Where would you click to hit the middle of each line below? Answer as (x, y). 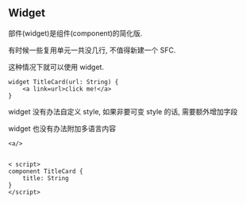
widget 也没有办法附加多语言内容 (62, 128)
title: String (46, 178)
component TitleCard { (46, 171)
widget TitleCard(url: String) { (63, 82)
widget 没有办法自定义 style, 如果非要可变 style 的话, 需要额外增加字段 (123, 111)
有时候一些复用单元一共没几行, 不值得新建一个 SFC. (92, 50)
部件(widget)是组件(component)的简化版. (75, 33)
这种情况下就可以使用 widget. (56, 67)
